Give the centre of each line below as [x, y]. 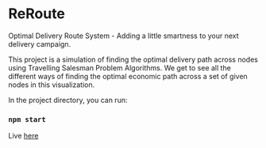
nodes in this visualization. [52, 85]
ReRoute [37, 14]
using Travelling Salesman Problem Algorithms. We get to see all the [120, 67]
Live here [23, 136]
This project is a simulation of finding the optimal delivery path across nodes [133, 59]
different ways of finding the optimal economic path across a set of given [128, 76]
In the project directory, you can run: [68, 100]
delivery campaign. [40, 44]
